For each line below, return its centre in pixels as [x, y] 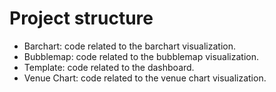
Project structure [81, 18]
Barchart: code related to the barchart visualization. [129, 46]
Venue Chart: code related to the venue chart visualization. [145, 78]
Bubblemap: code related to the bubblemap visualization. [141, 56]
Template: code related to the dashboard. [109, 67]
